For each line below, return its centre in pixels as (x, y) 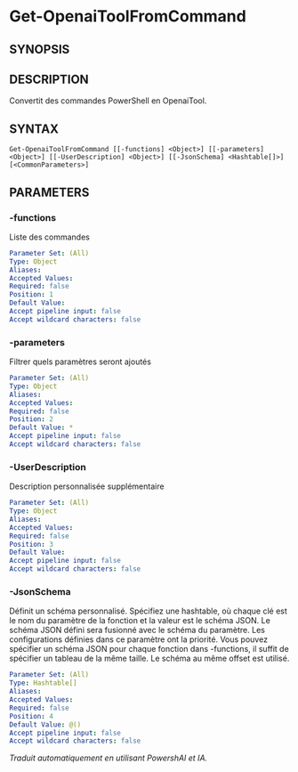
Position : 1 (31, 295)
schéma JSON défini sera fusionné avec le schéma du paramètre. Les (137, 630)
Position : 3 (31, 544)
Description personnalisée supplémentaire (87, 486)
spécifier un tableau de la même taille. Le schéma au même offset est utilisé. (149, 658)
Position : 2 (31, 419)
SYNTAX (34, 129)
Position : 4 (31, 716)
